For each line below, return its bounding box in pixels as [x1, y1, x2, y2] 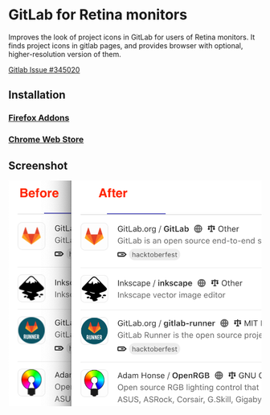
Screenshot [8, 158, 68, 172]
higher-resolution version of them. [8, 49, 122, 59]
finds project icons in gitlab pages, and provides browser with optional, [8, 40, 243, 50]
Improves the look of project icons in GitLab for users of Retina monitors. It [8, 32, 256, 42]
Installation [8, 88, 66, 102]
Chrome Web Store [8, 134, 84, 146]
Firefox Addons [8, 113, 70, 124]
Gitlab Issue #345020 [8, 64, 80, 74]
